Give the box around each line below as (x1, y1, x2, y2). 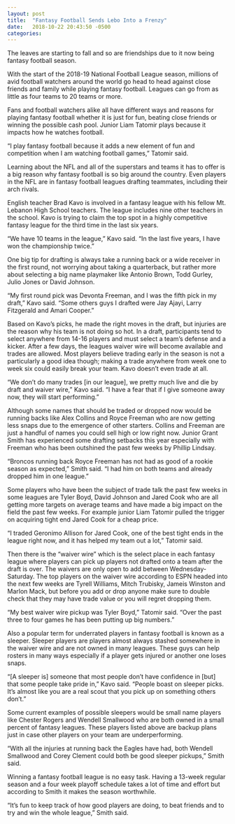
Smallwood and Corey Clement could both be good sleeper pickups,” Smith (7, 752, 225, 760)
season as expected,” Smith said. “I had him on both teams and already (7, 465, 213, 473)
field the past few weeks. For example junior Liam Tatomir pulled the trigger (7, 508, 225, 517)
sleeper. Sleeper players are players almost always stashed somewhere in (7, 636, 220, 645)
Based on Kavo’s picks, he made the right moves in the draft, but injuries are (7, 320, 227, 328)
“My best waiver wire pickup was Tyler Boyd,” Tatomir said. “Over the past (7, 608, 222, 617)
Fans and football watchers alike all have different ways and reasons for (7, 106, 215, 114)
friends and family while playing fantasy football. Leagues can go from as (7, 85, 219, 93)
